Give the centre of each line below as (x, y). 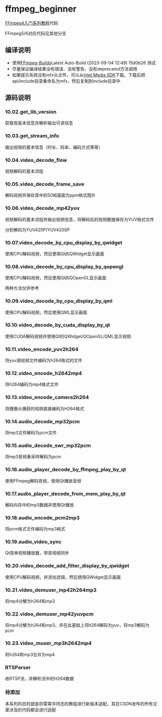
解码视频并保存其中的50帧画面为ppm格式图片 (50, 195)
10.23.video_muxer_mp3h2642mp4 (49, 643)
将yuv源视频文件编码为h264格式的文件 (44, 360)
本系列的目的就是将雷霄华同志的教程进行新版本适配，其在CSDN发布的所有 (79, 704)
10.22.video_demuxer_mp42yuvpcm (49, 614)
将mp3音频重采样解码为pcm (33, 457)
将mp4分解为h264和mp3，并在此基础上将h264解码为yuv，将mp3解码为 (77, 625)
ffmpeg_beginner (41, 9)
